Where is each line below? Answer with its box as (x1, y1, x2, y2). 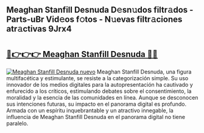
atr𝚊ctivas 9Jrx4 (6, 24, 72, 34)
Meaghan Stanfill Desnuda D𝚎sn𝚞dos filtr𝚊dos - (6, 5, 194, 15)
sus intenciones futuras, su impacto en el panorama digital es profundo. (6, 100, 187, 107)
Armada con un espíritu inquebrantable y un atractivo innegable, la (6, 107, 174, 114)
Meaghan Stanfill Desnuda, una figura (96, 68, 192, 75)
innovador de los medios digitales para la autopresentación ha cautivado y (6, 81, 193, 88)
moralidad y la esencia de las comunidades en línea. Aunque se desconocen (6, 94, 199, 101)
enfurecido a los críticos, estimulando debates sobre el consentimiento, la (6, 87, 192, 95)
